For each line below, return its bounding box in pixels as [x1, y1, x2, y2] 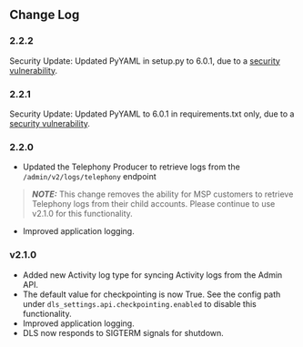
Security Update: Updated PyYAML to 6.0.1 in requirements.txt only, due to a [9, 108, 295, 119]
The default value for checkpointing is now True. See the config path [22, 289, 281, 300]
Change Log [9, 7, 80, 23]
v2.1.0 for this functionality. [31, 209, 134, 219]
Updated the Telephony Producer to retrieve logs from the [22, 161, 241, 172]
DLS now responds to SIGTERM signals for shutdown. [22, 327, 225, 338]
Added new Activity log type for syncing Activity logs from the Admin [22, 269, 283, 281]
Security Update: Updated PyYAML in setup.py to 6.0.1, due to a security [9, 55, 280, 66]
